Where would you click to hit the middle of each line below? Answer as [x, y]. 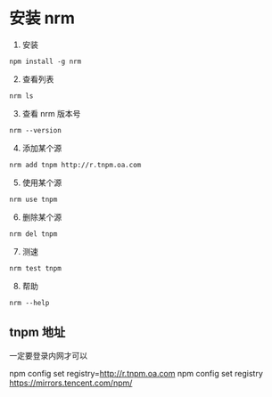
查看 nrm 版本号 [51, 113]
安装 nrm [42, 18]
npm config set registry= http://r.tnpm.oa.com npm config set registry [136, 373]
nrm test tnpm [36, 268]
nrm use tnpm [33, 199]
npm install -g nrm [45, 61]
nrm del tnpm [33, 234]
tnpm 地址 [37, 332]
